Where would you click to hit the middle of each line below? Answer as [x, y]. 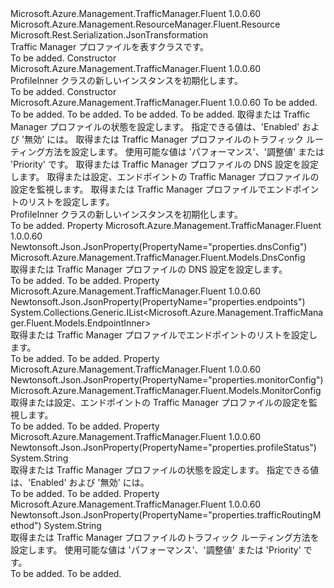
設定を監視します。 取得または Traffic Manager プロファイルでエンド [151, 189]
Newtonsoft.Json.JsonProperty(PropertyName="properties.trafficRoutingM [166, 515]
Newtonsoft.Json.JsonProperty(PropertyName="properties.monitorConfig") [167, 380]
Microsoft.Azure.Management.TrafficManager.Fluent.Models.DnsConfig [158, 257]
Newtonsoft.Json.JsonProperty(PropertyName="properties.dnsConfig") [159, 246]
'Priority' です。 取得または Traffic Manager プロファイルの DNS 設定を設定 [165, 164]
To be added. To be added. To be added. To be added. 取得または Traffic [160, 114]
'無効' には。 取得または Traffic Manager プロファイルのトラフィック [162, 139]
